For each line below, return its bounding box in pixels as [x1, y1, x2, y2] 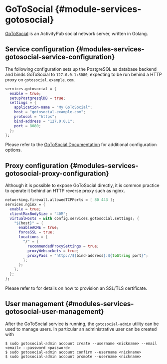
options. [5, 147, 22, 153]
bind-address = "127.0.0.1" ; [14, 119, 75, 124]
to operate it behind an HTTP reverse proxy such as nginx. [5, 188, 125, 194]
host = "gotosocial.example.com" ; [14, 110, 86, 115]
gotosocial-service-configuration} [5, 53, 115, 61]
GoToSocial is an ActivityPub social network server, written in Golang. [5, 30, 148, 36]
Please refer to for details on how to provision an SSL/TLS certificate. [5, 285, 148, 291]
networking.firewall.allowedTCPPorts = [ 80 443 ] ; [5, 197, 115, 202]
